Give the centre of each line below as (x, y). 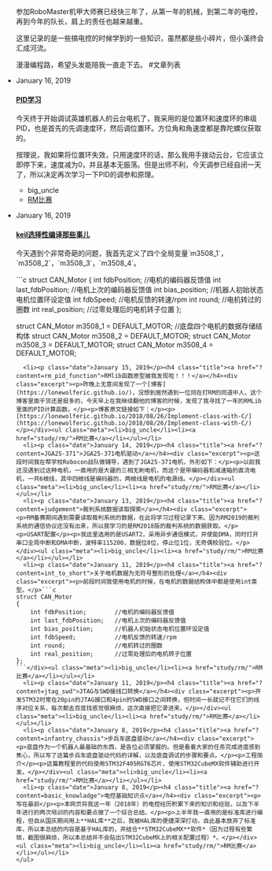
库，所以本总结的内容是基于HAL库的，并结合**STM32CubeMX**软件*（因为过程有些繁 (134, 829)
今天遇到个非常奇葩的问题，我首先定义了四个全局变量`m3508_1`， (122, 254)
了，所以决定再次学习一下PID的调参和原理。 (87, 175)
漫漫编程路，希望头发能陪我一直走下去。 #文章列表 (98, 65)
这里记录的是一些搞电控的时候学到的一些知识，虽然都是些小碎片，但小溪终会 (140, 38)
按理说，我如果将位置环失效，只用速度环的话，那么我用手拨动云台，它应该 (136, 155)
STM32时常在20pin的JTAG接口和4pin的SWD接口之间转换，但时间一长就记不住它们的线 (141, 700)
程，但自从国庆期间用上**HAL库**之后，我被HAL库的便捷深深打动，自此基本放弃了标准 (136, 821)
